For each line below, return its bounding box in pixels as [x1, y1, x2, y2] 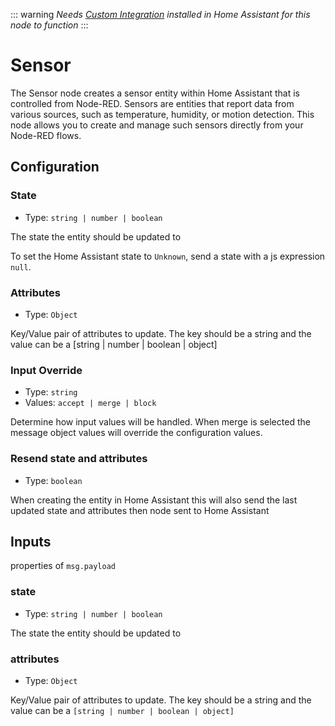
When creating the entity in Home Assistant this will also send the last [10, 494, 298, 506]
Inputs [10, 533, 52, 550]
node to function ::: [10, 19, 89, 31]
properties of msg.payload [10, 560, 116, 572]
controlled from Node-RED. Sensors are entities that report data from [10, 97, 295, 109]
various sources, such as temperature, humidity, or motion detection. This [10, 108, 315, 120]
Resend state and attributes [10, 452, 148, 466]
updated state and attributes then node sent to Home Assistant [10, 504, 270, 516]
